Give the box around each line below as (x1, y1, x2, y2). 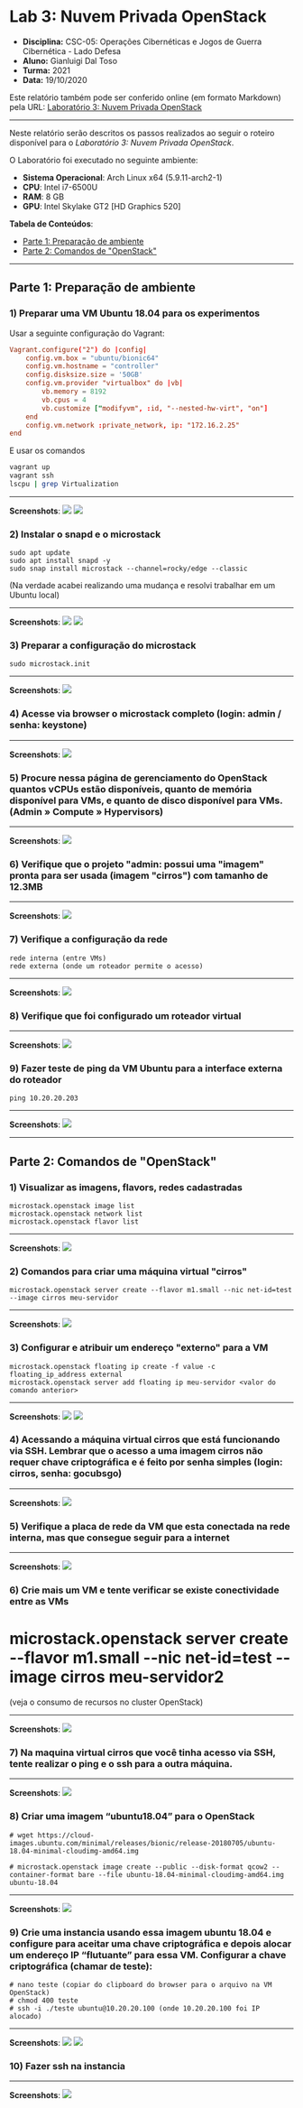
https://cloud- (37, 1830, 95, 1840)
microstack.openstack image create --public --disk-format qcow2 (17, 1862, 269, 1872)
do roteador (9, 1073, 62, 1086)
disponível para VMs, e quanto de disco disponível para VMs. (9, 794, 283, 807)
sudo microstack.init (9, 660, 91, 669)
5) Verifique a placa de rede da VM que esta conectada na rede (9, 1520, 290, 1532)
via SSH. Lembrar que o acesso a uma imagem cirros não (9, 1445, 263, 1457)
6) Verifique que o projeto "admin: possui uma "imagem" (9, 857, 264, 870)
